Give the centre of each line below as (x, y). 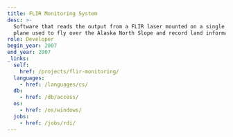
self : (21, 65)
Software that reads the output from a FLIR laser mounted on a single (119, 26)
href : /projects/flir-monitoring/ (69, 71)
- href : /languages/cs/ (54, 84)
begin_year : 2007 (32, 46)
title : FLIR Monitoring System (52, 13)
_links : (18, 59)
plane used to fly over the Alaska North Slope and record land (108, 33)
